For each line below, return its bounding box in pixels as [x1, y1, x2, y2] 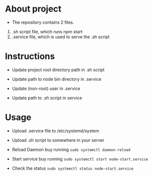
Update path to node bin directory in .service [12, 76, 101, 82]
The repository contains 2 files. [12, 19, 74, 25]
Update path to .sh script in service [12, 95, 82, 101]
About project [5, 3, 62, 15]
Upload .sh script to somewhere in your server [12, 137, 105, 143]
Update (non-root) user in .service [12, 86, 81, 91]
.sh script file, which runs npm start [12, 29, 83, 34]
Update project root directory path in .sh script [12, 67, 105, 73]
